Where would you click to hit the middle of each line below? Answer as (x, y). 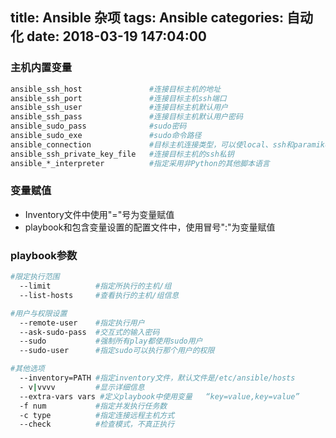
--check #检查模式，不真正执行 (97, 424)
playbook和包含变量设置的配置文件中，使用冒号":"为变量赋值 (150, 227)
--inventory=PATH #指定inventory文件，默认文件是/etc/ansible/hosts (157, 378)
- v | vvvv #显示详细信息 (82, 387)
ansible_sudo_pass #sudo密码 (98, 126)
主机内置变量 (41, 68)
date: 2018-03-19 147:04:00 (116, 36)
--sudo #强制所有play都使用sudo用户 (111, 341)
